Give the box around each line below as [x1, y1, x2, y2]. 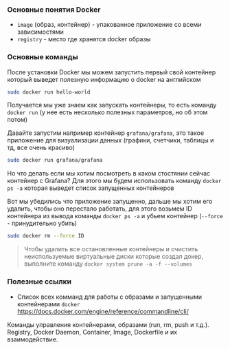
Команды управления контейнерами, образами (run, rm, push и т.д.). [7, 320, 209, 328]
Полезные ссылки [7, 277, 72, 286]
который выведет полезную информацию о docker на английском [7, 75, 201, 83]
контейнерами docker [16, 299, 80, 308]
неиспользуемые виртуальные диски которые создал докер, [23, 253, 204, 261]
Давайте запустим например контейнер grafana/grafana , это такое [7, 129, 205, 137]
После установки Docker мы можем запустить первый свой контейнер [7, 67, 216, 76]
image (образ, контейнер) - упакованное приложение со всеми [16, 21, 202, 29]
